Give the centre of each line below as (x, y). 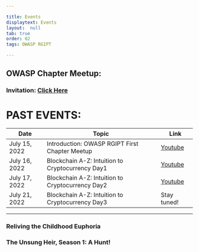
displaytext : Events (32, 22)
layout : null (24, 28)
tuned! (170, 202)
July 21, (20, 195)
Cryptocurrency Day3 (77, 202)
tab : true (18, 33)
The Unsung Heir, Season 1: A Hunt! (58, 243)
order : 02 (18, 39)
